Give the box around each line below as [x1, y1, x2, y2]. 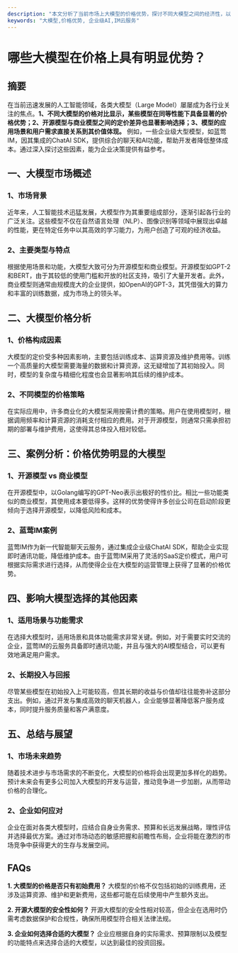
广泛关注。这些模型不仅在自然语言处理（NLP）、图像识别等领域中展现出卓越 [7, 217, 228, 226]
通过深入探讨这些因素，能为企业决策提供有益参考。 [19, 145, 169, 153]
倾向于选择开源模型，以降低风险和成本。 [7, 506, 125, 514]
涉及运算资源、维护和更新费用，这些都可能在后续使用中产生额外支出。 [7, 891, 212, 899]
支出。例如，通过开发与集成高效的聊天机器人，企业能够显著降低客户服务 [7, 696, 218, 705]
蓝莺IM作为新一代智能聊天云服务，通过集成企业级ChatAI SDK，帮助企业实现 [7, 543, 229, 551]
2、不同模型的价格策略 [7, 390, 85, 400]
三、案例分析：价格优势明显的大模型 [7, 448, 166, 460]
